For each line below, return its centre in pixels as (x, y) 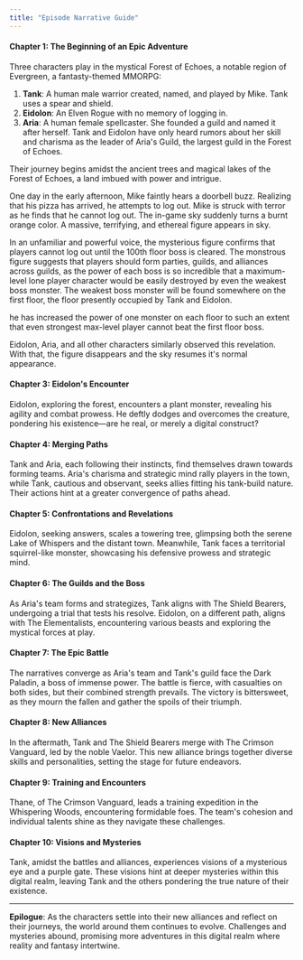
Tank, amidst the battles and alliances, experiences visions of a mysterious (148, 862)
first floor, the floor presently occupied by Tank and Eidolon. (121, 300)
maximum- (265, 271)
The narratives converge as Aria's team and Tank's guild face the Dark (141, 673)
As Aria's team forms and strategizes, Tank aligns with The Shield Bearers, (148, 603)
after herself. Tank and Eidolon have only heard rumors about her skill (151, 132)
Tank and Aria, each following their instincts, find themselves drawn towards (151, 464)
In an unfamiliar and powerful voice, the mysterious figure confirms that (142, 242)
